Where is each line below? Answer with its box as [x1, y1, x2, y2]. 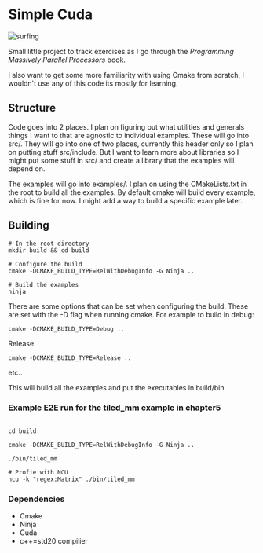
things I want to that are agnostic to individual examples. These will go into [8, 130, 250, 140]
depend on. [8, 163, 46, 174]
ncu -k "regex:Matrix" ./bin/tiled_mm [8, 475, 135, 483]
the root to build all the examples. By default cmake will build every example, [8, 187, 256, 197]
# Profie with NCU [8, 468, 68, 476]
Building [8, 218, 49, 233]
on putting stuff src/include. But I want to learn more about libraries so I [8, 147, 239, 156]
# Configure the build [8, 260, 82, 268]
